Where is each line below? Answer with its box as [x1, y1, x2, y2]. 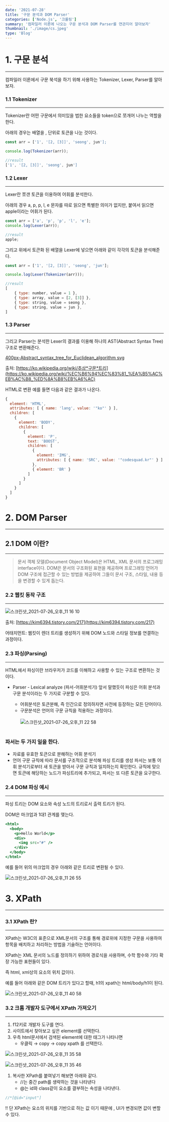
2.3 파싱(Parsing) [5, 650, 47, 657]
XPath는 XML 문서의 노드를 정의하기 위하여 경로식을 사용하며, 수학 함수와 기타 [5, 952, 158, 959]
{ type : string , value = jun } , [14, 305, 82, 310]
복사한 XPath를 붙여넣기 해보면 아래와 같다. [12, 1073, 98, 1079]
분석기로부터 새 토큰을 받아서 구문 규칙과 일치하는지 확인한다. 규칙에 [18, 763, 151, 769]
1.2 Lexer [5, 175, 28, 182]
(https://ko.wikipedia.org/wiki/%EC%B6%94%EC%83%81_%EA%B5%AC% [5, 370, 163, 376]
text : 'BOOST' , [27, 438, 59, 444]
